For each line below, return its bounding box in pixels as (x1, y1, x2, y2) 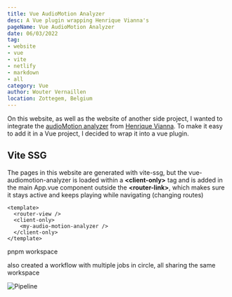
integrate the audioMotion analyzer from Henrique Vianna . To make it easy (7, 122, 223, 130)
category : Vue (7, 82, 49, 89)
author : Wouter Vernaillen (7, 88, 86, 95)
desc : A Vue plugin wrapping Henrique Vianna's (7, 17, 150, 24)
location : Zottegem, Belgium (7, 95, 93, 103)
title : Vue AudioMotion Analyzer (7, 10, 105, 18)
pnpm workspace (7, 247, 58, 256)
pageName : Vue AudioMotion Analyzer (7, 23, 115, 30)
